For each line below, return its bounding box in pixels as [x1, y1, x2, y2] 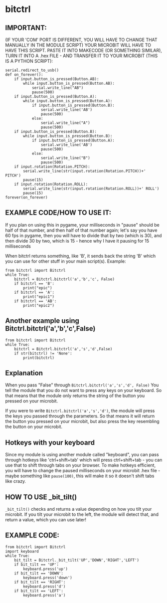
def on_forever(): [5, 72, 43, 77]
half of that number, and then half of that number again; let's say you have [5, 227, 158, 233]
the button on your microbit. [5, 424, 63, 430]
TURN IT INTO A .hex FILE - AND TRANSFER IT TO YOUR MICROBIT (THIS [5, 53, 158, 59]
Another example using [5, 317, 80, 325]
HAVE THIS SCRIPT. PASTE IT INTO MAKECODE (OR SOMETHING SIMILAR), [5, 48, 162, 53]
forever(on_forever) [5, 195, 48, 200]
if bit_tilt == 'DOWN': [14, 570, 64, 576]
